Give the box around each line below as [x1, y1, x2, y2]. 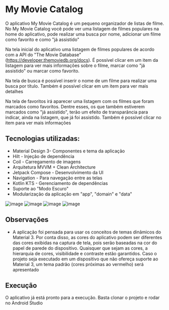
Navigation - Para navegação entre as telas [12, 175, 102, 181]
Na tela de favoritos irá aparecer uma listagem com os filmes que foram [5, 98, 154, 104]
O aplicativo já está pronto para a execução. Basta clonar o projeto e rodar [5, 295, 160, 301]
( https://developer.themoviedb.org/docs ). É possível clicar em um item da [5, 57, 158, 63]
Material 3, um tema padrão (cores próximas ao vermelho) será [12, 261, 144, 267]
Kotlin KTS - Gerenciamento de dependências [12, 180, 108, 186]
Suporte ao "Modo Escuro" [12, 185, 69, 191]
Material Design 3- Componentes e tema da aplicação [12, 148, 125, 154]
